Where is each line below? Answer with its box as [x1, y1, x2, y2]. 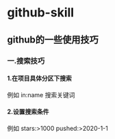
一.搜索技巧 [7, 56, 45, 66]
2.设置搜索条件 [7, 108, 49, 116]
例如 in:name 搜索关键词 [7, 90, 75, 99]
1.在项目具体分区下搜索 [7, 74, 72, 83]
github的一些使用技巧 [7, 34, 99, 45]
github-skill [7, 5, 74, 21]
